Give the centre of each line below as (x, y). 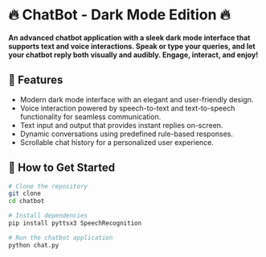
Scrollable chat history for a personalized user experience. (117, 142)
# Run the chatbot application (61, 238)
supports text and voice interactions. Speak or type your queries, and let (132, 46)
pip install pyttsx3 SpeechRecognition (75, 223)
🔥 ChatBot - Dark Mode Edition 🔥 (119, 15)
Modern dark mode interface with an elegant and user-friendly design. (137, 99)
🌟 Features (36, 80)
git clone (25, 194)
